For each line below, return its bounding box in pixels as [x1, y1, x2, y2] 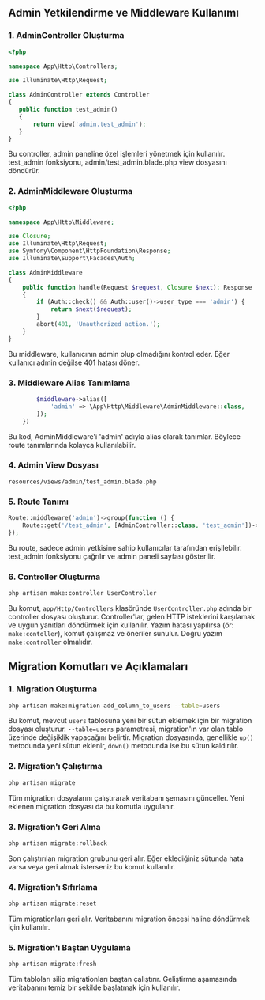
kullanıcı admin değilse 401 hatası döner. [8, 358, 140, 367]
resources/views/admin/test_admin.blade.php [8, 478, 157, 486]
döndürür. [8, 166, 41, 176]
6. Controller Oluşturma [8, 571, 101, 582]
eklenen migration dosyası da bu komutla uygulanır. [8, 801, 176, 811]
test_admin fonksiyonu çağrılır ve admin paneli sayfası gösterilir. [8, 551, 216, 561]
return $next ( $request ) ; [50, 305, 132, 313]
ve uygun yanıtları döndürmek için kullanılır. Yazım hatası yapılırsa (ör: [8, 620, 234, 630]
